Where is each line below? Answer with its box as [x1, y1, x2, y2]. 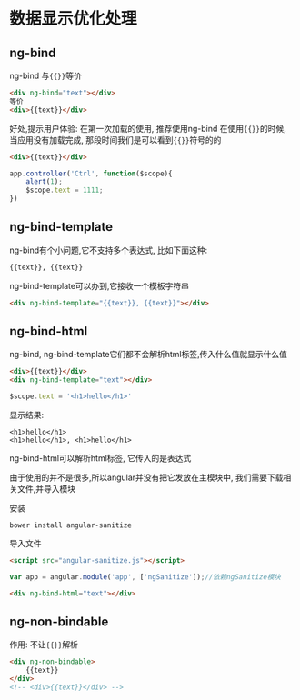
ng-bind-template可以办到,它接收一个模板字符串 [9, 280, 189, 291]
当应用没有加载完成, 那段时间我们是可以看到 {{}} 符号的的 [9, 134, 222, 145]
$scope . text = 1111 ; [25, 185, 104, 195]
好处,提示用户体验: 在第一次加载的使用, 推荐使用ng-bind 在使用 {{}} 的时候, [9, 123, 286, 134]
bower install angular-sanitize [9, 521, 132, 530]
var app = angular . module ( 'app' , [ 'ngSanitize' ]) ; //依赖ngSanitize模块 [9, 572, 282, 582]
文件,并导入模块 [16, 484, 76, 494]
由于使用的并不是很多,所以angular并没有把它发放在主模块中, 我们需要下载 [9, 472, 284, 483]
